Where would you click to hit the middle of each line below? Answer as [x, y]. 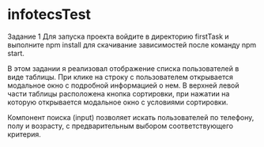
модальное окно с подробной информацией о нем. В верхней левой [123, 85]
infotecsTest [49, 15]
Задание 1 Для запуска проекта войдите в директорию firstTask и [119, 36]
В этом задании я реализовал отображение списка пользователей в [123, 68]
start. [16, 53]
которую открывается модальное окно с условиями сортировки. [118, 102]
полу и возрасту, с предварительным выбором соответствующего [121, 126]
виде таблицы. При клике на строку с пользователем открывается [121, 77]
